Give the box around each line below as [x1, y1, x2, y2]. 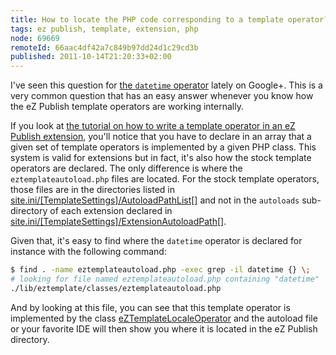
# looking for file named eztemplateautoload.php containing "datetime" [10, 274, 320, 284]
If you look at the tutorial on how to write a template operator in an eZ [10, 120, 296, 132]
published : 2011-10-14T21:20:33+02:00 [10, 52, 172, 62]
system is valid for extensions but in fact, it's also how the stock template [10, 152, 312, 164]
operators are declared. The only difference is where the [10, 162, 243, 175]
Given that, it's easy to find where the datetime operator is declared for [10, 235, 303, 247]
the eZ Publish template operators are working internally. [10, 101, 244, 113]
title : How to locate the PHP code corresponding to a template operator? [10, 14, 329, 25]
